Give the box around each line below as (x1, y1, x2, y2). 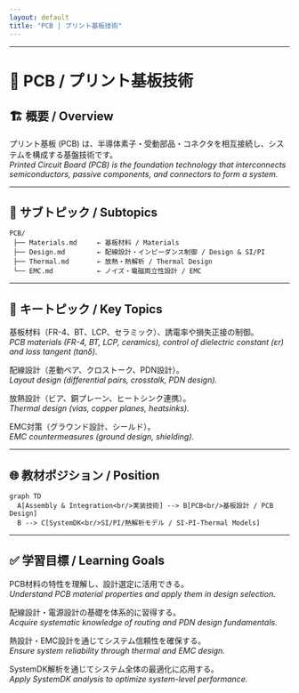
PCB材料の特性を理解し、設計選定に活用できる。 (9, 578, 190, 589)
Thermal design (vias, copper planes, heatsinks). (9, 403, 190, 414)
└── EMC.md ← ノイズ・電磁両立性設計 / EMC (12, 267, 202, 276)
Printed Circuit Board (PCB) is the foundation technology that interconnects (9, 159, 287, 170)
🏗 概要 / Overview (9, 109, 114, 125)
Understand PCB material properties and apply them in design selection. (9, 588, 276, 599)
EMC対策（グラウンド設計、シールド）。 (9, 422, 156, 432)
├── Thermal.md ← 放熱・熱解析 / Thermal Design (12, 257, 213, 267)
